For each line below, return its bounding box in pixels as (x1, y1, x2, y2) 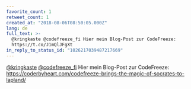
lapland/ (6, 76, 26, 83)
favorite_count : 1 (6, 8, 52, 15)
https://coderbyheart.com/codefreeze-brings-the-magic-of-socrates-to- (6, 69, 185, 77)
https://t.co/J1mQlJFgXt (11, 42, 73, 48)
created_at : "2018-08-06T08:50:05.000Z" (6, 20, 108, 26)
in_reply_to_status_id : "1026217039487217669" (6, 47, 123, 53)
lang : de (6, 25, 28, 31)
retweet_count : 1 (6, 14, 49, 20)
